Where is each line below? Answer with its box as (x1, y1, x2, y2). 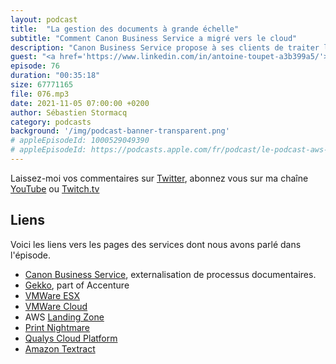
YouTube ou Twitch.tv (10, 182, 100, 195)
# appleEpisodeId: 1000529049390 (10, 136, 150, 146)
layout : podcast (10, 14, 78, 25)
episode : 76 (10, 61, 60, 71)
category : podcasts (10, 117, 92, 127)
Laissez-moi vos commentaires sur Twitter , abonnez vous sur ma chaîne (10, 172, 309, 184)
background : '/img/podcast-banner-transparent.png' (10, 126, 230, 136)
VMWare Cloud (24, 300, 88, 312)
